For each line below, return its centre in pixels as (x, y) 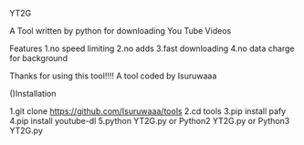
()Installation (33, 93)
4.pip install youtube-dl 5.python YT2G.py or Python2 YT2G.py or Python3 (150, 121)
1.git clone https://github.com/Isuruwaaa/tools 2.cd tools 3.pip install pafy (148, 111)
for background (39, 58)
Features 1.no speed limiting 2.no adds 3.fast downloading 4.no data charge (152, 48)
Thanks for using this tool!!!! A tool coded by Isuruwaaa (113, 76)
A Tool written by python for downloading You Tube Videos (121, 31)
